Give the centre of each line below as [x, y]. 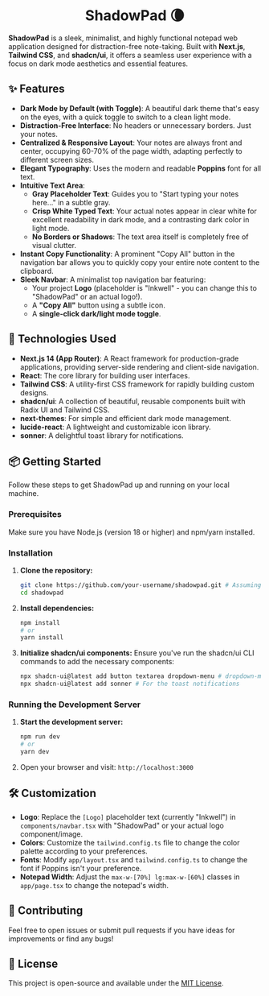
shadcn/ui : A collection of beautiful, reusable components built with [132, 401]
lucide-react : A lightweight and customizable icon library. [115, 427]
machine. [24, 494]
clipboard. [37, 271]
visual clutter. [54, 245]
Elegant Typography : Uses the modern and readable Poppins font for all [141, 168]
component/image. [51, 834]
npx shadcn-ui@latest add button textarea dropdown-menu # [121, 676]
